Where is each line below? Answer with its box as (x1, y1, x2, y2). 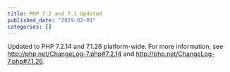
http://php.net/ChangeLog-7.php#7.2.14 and (7, 50, 135, 58)
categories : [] (7, 23, 52, 30)
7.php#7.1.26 (7, 57, 43, 66)
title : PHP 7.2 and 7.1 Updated (7, 10, 102, 17)
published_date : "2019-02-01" (7, 17, 97, 24)
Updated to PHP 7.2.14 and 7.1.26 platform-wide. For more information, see (7, 43, 224, 51)
